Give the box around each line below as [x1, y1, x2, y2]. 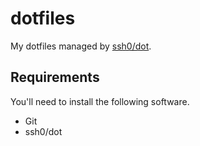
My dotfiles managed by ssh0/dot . [10, 40, 152, 52]
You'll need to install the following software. [10, 95, 190, 107]
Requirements [10, 69, 100, 86]
